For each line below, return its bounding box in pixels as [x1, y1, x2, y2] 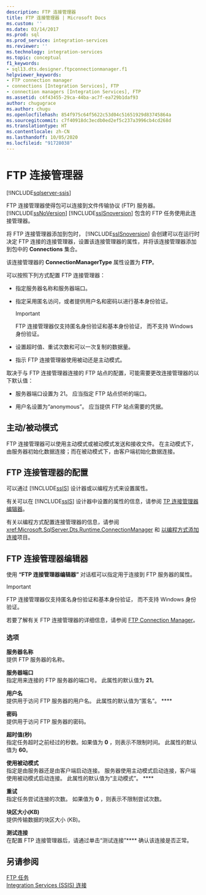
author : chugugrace [6, 100, 56, 106]
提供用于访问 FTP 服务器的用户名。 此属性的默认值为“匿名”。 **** [6, 697, 173, 705]
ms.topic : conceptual [6, 55, 62, 61]
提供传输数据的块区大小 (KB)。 [6, 816, 84, 823]
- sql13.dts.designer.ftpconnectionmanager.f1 [6, 66, 128, 72]
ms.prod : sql [6, 32, 40, 38]
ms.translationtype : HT [6, 123, 67, 129]
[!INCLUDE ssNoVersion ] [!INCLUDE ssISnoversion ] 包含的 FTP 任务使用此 [6, 209, 191, 216]
